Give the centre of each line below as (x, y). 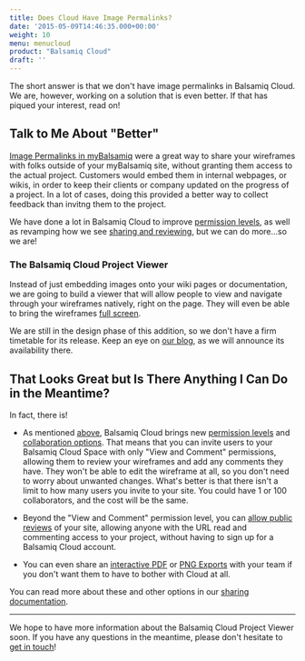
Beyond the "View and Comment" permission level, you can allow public (157, 517)
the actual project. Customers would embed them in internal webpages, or (148, 175)
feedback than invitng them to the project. (88, 204)
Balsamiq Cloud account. (69, 546)
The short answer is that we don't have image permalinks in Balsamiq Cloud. (152, 86)
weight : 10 (30, 35)
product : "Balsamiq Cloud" (60, 52)
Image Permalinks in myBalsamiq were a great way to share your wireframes (152, 155)
